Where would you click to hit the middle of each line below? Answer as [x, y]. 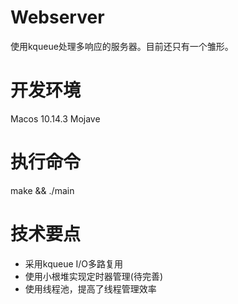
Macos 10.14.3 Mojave [55, 118]
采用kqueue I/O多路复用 [74, 263]
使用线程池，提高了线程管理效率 [90, 288]
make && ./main [42, 190]
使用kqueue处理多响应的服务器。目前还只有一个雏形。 [122, 46]
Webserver [57, 17]
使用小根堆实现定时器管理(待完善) [94, 276]
